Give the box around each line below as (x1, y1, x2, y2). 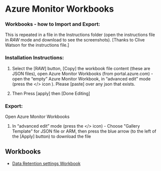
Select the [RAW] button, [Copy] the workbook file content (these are (12, 65, 150, 71)
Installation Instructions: (5, 55, 64, 61)
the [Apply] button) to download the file (12, 133, 91, 139)
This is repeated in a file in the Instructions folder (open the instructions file (5, 32, 155, 38)
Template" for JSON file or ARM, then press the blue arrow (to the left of (12, 128, 157, 134)
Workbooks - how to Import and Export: (5, 21, 100, 28)
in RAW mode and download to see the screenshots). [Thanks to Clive (5, 37, 145, 43)
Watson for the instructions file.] (5, 42, 69, 48)
